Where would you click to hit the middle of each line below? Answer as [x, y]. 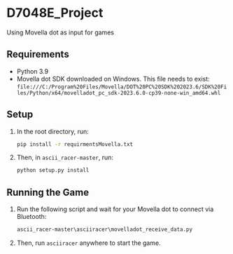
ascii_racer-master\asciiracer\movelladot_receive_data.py [105, 229]
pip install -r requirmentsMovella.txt [75, 144]
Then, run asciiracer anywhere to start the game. [89, 243]
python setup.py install [53, 171]
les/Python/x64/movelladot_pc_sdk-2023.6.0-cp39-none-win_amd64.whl [119, 93]
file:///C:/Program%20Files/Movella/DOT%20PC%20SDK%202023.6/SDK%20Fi [122, 87]
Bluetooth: [31, 217]
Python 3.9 [33, 71]
